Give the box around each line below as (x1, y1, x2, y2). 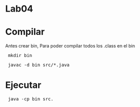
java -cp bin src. (8, 96, 54, 102)
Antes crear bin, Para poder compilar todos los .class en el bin (5, 43, 135, 49)
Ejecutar (5, 79, 42, 91)
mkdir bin (8, 52, 32, 59)
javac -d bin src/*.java (8, 62, 70, 68)
